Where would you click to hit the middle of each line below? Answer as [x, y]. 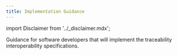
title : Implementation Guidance [45, 11]
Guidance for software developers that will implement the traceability [89, 39]
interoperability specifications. [43, 46]
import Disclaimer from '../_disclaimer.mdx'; [58, 28]
